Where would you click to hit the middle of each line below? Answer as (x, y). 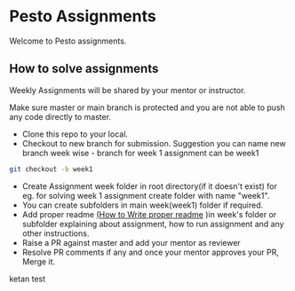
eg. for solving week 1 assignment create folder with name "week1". (146, 195)
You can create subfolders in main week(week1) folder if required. (143, 205)
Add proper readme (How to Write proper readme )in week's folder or (149, 214)
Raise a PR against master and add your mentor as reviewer (132, 242)
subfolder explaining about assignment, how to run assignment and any (153, 224)
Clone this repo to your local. (75, 134)
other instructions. (56, 233)
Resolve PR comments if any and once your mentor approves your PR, (151, 252)
